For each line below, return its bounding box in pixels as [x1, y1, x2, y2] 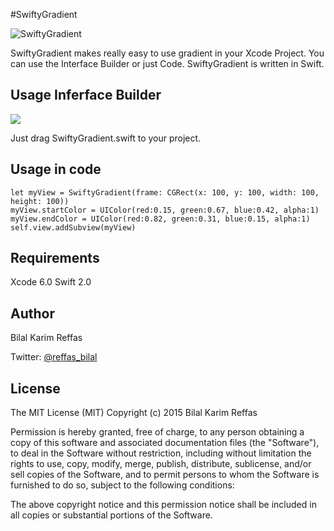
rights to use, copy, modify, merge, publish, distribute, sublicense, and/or [10, 458, 312, 470]
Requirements [10, 250, 100, 267]
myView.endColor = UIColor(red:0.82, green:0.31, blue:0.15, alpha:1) [10, 214, 311, 224]
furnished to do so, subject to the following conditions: [10, 479, 235, 491]
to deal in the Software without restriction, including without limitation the [10, 447, 312, 459]
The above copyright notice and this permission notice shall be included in [10, 499, 317, 511]
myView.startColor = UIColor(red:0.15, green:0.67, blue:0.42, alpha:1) [10, 205, 320, 215]
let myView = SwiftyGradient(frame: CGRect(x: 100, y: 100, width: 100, [10, 187, 320, 198]
